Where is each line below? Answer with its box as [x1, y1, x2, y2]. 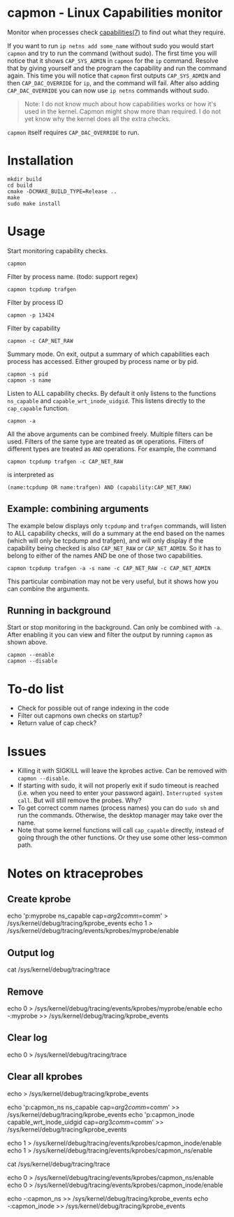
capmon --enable [7, 652, 54, 659]
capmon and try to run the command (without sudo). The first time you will [7, 49, 217, 57]
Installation [7, 152, 74, 169]
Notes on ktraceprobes [7, 865, 144, 881]
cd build [7, 182, 33, 189]
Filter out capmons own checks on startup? [17, 711, 142, 720]
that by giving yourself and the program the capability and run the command [7, 64, 227, 72]
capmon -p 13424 [7, 311, 54, 319]
